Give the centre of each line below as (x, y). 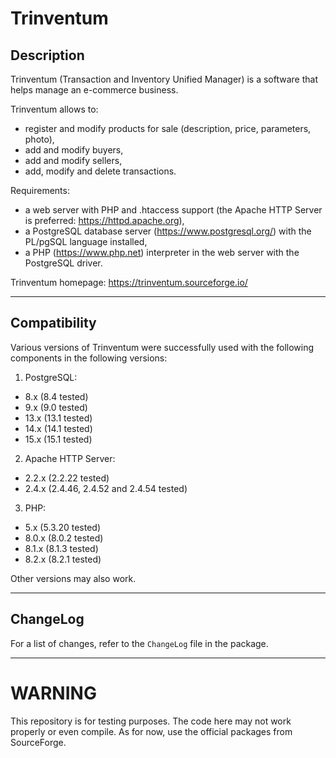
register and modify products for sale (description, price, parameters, (168, 128)
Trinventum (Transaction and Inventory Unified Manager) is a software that (164, 79)
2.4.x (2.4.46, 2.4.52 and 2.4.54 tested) (106, 488)
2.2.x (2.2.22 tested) (67, 478)
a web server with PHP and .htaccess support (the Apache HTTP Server (173, 210)
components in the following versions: (89, 358)
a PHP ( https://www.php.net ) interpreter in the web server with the (162, 252)
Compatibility (53, 323)
